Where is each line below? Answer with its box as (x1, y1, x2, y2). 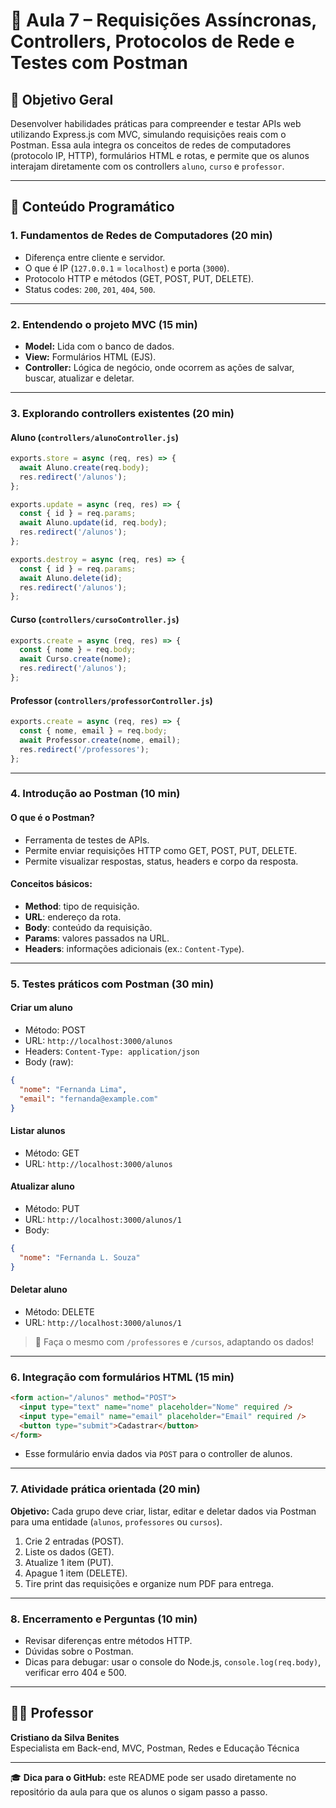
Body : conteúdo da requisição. (24, 921, 153, 933)
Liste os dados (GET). (24, 1545, 115, 1558)
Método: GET (24, 1147, 80, 1159)
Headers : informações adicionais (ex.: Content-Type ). (24, 942, 245, 954)
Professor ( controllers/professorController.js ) (10, 694, 213, 706)
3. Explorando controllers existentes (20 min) (10, 406, 235, 420)
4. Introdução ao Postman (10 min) (10, 787, 181, 801)
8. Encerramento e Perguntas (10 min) (10, 1612, 198, 1626)
